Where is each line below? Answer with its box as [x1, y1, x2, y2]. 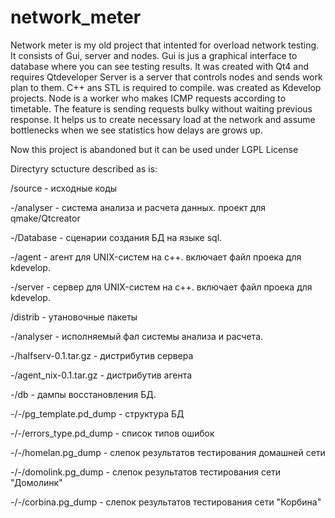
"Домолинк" [10, 476, 63, 488]
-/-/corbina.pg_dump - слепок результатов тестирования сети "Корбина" [10, 496, 322, 508]
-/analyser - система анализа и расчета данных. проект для [10, 201, 267, 213]
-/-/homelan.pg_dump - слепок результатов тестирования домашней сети [10, 446, 326, 458]
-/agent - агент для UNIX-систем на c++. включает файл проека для [10, 251, 302, 263]
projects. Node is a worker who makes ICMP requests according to [10, 92, 287, 104]
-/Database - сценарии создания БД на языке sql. [10, 231, 223, 243]
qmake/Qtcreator [10, 212, 81, 224]
